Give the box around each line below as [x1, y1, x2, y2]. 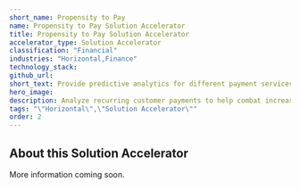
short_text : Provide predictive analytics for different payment [9, 79, 257, 88]
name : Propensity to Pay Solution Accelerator [9, 21, 186, 30]
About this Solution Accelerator [9, 145, 189, 160]
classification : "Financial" [9, 46, 118, 55]
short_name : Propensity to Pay [9, 12, 126, 22]
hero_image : [9, 87, 54, 96]
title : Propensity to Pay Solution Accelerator [9, 29, 190, 38]
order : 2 [9, 112, 42, 121]
